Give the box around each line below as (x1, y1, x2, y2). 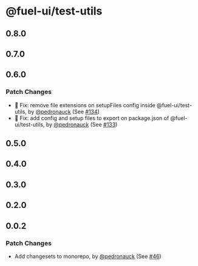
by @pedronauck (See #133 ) (46, 121, 118, 128)
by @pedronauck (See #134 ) (27, 108, 100, 115)
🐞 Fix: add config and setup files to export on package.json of (14, 114, 169, 122)
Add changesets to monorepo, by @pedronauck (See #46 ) (14, 253, 162, 260)
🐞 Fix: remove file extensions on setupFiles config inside (14, 101, 156, 108)
